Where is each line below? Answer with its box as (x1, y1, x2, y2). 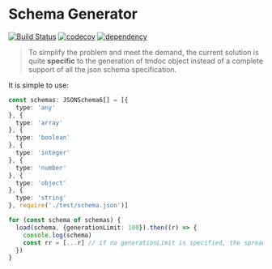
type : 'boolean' (15, 134, 70, 142)
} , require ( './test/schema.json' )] (8, 202, 129, 210)
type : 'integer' (15, 149, 70, 157)
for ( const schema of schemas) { (8, 216, 121, 224)
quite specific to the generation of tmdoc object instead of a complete (28, 56, 264, 66)
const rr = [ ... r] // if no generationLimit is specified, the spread (23, 238, 266, 247)
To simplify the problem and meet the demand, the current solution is (28, 47, 259, 57)
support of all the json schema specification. (28, 64, 177, 74)
